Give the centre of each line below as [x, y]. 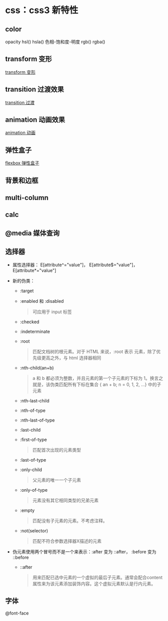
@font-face [17, 613]
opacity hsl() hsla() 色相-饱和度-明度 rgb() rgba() [55, 42]
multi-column [27, 198]
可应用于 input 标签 [52, 312]
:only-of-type [34, 490]
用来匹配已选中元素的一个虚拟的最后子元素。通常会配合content [98, 577]
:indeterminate [35, 331]
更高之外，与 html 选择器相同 [71, 358]
